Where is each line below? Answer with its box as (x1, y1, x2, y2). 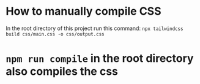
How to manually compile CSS (6, 4, 161, 18)
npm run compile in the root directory (6, 52, 194, 66)
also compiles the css (6, 64, 119, 78)
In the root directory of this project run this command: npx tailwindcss (6, 25, 184, 32)
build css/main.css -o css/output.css (6, 31, 105, 37)
